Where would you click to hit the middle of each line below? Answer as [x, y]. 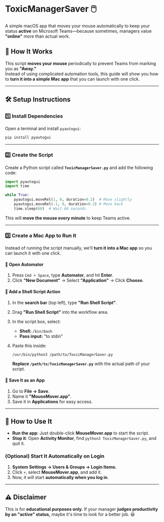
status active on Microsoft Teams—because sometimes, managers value [79, 31]
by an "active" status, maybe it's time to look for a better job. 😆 [70, 514]
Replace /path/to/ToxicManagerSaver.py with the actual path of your [81, 364]
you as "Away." [21, 68]
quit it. [19, 444]
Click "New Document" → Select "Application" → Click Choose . [78, 281]
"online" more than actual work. [38, 36]
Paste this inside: [29, 346]
